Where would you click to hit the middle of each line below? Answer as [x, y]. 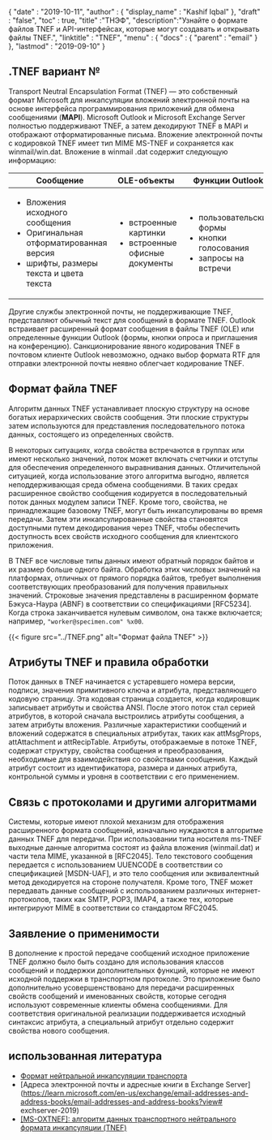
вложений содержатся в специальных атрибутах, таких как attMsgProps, [135, 733]
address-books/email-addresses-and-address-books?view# [121, 1101]
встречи [215, 268]
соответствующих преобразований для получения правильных [119, 586]
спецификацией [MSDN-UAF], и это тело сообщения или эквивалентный [134, 874]
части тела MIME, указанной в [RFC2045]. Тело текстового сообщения [131, 857]
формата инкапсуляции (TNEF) [73, 1127]
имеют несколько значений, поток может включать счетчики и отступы [133, 459]
